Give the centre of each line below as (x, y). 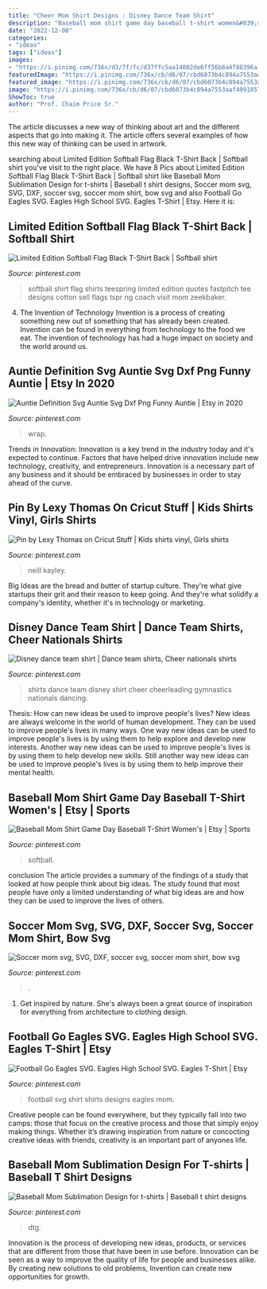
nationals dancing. (58, 698)
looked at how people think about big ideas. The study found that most (124, 884)
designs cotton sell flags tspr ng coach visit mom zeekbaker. (127, 297)
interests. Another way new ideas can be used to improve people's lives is (130, 747)
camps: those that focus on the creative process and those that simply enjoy (133, 1123)
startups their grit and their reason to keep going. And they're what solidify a (133, 594)
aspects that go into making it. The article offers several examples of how (128, 135)
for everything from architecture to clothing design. (104, 1012)
